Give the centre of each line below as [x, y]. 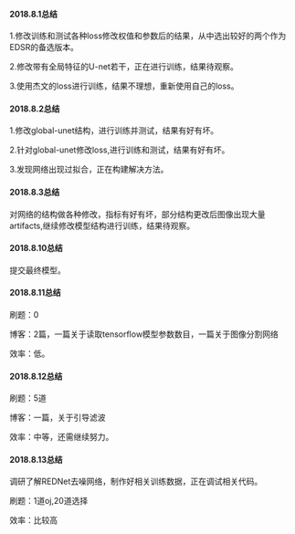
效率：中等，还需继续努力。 [62, 437]
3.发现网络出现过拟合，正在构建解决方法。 [89, 170]
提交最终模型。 [37, 270]
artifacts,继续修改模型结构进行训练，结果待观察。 [102, 225]
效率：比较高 [33, 520]
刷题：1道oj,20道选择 [49, 501]
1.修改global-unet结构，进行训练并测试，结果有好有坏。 [114, 131]
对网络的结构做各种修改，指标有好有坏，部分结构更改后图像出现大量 [137, 214]
